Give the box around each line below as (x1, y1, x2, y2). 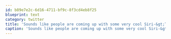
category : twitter (5, 17, 44, 22)
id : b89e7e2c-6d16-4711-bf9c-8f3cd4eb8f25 (5, 7, 97, 13)
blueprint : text (5, 12, 40, 17)
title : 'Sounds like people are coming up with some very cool (5, 21, 142, 27)
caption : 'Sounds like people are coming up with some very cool (5, 26, 147, 31)
